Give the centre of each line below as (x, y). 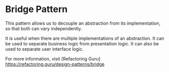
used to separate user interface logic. (44, 49)
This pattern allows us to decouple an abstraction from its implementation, (83, 23)
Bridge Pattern (36, 9)
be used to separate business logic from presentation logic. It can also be (82, 43)
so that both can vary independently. (44, 28)
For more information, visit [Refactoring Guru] (53, 58)
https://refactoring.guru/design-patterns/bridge (55, 64)
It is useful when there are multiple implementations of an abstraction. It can (85, 38)
